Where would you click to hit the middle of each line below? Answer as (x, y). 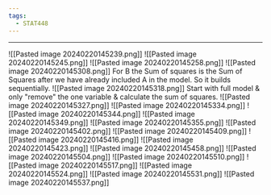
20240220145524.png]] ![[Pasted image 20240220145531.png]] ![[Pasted (131, 173)
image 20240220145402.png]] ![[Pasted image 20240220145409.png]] (128, 131)
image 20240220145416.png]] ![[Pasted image (116, 139)
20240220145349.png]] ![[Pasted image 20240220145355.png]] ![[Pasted (132, 122)
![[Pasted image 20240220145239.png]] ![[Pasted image (103, 54)
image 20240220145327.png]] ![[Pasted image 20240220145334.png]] (127, 105)
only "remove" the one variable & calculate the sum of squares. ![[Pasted (129, 97)
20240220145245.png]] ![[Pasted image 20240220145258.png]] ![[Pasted (132, 62)
